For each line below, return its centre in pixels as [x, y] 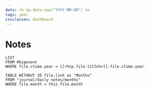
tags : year [17, 15]
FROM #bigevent [21, 62]
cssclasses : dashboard [29, 19]
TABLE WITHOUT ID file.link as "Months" [49, 76]
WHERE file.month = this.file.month [44, 84]
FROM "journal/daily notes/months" [43, 80]
